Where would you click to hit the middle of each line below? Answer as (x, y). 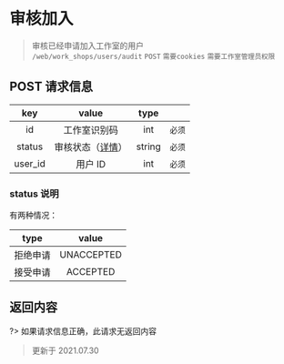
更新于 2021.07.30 (65, 350)
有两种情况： (33, 216)
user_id (30, 163)
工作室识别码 (91, 130)
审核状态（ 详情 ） (91, 147)
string (148, 147)
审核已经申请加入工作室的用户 (87, 45)
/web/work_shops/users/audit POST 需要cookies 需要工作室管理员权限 (153, 56)
